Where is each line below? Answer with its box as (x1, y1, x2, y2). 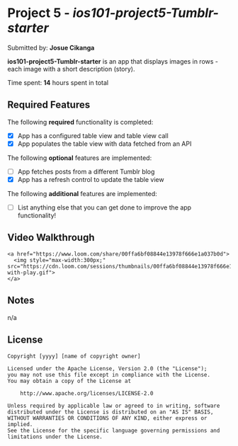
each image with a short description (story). (7, 64, 135, 73)
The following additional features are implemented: (7, 190, 157, 198)
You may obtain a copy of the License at (7, 377, 132, 384)
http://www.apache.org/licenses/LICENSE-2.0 (20, 389, 154, 397)
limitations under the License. (7, 433, 103, 440)
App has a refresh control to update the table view (17, 175, 164, 183)
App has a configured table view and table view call (17, 131, 169, 139)
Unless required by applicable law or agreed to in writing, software (7, 402, 220, 409)
